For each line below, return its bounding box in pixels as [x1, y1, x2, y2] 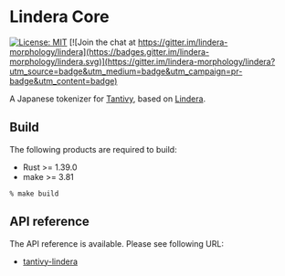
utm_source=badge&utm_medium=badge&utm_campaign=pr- [9, 66, 243, 77]
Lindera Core [9, 6, 110, 27]
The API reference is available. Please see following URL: [9, 238, 224, 249]
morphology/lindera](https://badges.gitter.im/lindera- [9, 46, 210, 57]
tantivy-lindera [22, 256, 79, 267]
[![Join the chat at [69, 37, 136, 48]
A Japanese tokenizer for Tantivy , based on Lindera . [9, 93, 206, 104]
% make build [9, 189, 59, 198]
